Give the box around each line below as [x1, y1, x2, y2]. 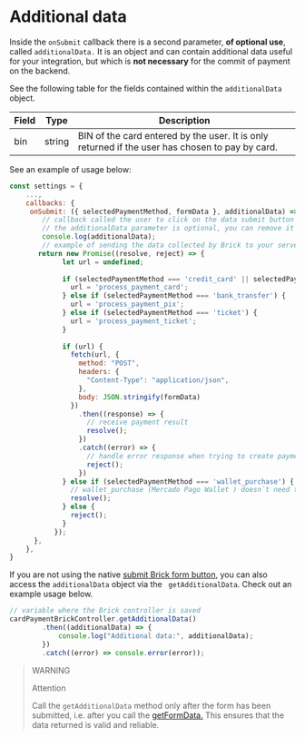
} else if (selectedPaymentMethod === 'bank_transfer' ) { [62, 291, 286, 300]
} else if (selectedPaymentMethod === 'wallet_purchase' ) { [62, 477, 295, 486]
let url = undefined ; [62, 257, 144, 267]
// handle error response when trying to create [86, 451, 274, 460]
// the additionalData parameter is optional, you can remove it [42, 224, 295, 233]
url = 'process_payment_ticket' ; [70, 316, 197, 326]
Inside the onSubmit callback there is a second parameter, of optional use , [9, 36, 286, 47]
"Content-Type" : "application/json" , [86, 376, 230, 385]
